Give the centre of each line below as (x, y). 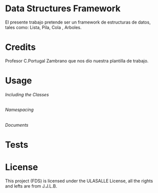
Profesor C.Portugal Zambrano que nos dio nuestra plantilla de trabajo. (77, 61)
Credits (20, 47)
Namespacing (19, 110)
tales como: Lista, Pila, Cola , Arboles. (44, 27)
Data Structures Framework (63, 9)
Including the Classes (27, 94)
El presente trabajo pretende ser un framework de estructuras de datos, (78, 22)
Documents (17, 125)
